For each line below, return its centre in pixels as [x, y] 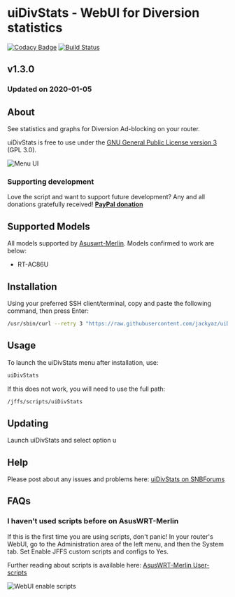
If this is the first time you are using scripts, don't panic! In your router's [110, 536]
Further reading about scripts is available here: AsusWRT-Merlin [100, 565]
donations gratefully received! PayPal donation [75, 204]
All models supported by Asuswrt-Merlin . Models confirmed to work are [111, 243]
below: [17, 251]
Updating [28, 423]
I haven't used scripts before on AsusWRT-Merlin [93, 521]
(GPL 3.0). [22, 150]
